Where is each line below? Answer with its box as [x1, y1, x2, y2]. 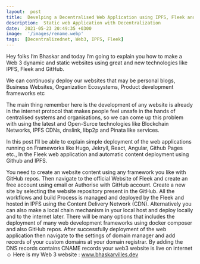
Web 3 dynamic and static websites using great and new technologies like [6, 59, 188, 66]
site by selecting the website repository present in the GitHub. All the [6, 188, 175, 194]
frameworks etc [6, 90, 45, 97]
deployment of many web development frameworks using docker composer [6, 219, 192, 226]
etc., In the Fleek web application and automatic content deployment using [6, 151, 189, 158]
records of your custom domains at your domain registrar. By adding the [6, 238, 183, 245]
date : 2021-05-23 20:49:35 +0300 [6, 25, 92, 32]
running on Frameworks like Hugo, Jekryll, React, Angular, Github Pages [6, 144, 183, 151]
